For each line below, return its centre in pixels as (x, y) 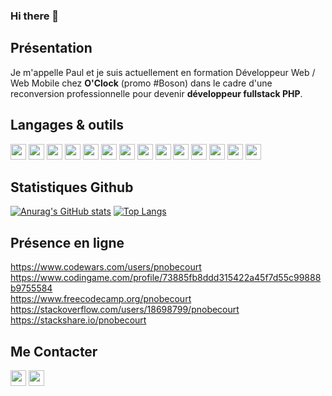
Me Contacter (54, 351)
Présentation (51, 48)
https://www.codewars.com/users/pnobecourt (106, 267)
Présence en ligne (67, 242)
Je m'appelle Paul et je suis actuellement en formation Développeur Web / (163, 72)
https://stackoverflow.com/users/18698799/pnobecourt (125, 310)
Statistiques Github (72, 187)
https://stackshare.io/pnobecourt (78, 320)
